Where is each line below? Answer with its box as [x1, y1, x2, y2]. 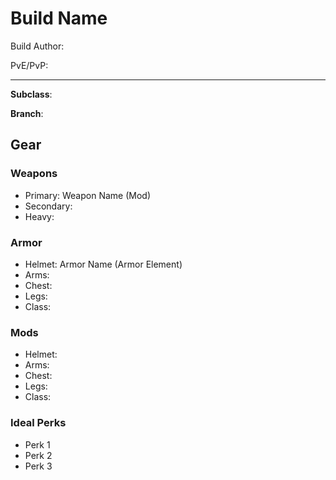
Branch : [10, 107, 44, 119]
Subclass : [10, 88, 53, 100]
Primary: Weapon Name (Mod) [24, 189, 152, 201]
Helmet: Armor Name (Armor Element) [24, 258, 183, 270]
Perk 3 [24, 460, 53, 472]
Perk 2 [24, 449, 53, 461]
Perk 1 [24, 438, 51, 451]
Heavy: [24, 210, 55, 222]
